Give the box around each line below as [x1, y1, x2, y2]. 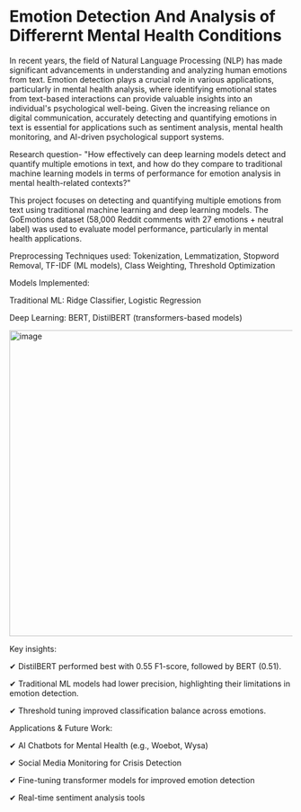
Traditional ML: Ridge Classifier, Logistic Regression [9, 295, 202, 305]
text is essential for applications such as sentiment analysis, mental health [9, 121, 284, 132]
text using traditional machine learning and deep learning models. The [9, 204, 269, 215]
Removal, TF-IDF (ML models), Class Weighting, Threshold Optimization [9, 260, 276, 270]
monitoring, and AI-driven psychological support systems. [9, 131, 225, 142]
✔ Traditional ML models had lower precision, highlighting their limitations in [9, 678, 290, 689]
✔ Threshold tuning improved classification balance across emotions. [9, 705, 267, 716]
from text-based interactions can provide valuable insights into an [9, 93, 253, 104]
